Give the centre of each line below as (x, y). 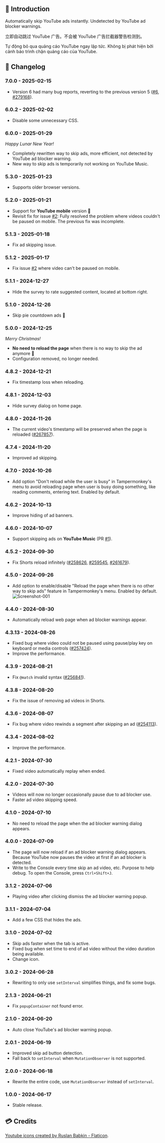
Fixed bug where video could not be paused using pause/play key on (82, 643)
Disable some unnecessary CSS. (45, 120)
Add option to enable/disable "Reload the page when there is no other (83, 586)
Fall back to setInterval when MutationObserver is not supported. (79, 1058)
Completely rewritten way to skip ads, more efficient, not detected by (82, 154)
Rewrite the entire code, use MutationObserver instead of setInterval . (83, 1082)
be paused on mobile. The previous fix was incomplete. (68, 221)
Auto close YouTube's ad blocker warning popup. (62, 1029)
